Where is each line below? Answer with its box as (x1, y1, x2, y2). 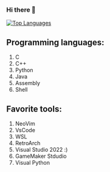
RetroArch (15, 139, 41, 146)
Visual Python (15, 159, 50, 166)
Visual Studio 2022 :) (15, 146, 68, 153)
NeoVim (15, 119, 35, 127)
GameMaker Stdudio (15, 152, 67, 160)
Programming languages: (6, 37, 105, 48)
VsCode (15, 126, 35, 133)
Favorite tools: (6, 103, 62, 114)
